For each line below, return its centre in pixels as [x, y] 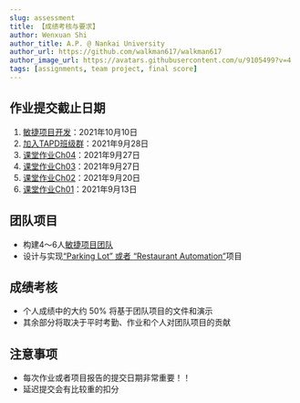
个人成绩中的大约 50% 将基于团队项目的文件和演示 [118, 311]
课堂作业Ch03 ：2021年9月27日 [81, 166]
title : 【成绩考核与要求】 [55, 27]
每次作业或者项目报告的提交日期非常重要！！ [107, 378]
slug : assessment [42, 18]
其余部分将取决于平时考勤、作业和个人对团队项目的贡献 [126, 323]
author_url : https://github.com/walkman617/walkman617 [116, 52]
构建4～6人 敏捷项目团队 [68, 244]
